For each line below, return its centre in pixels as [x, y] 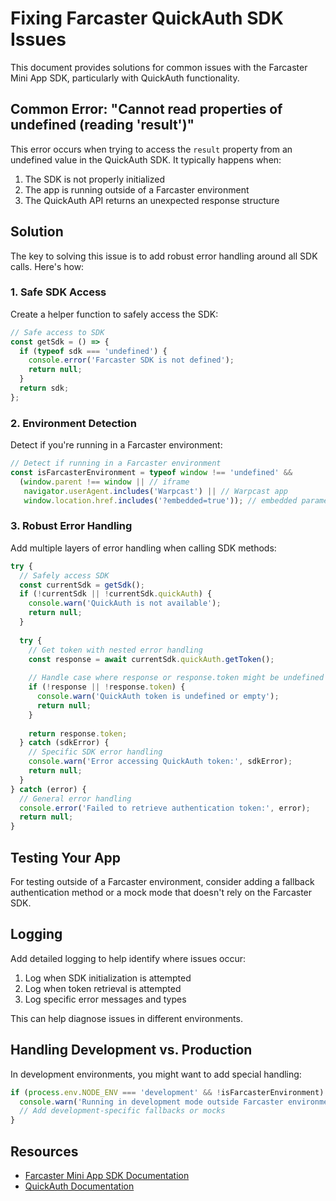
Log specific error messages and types [105, 999]
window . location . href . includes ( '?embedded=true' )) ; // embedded [160, 500]
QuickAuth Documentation [79, 1186]
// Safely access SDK [64, 575]
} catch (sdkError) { [64, 743]
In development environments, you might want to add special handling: [156, 1074]
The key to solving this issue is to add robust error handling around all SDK [164, 256]
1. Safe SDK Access [58, 292]
